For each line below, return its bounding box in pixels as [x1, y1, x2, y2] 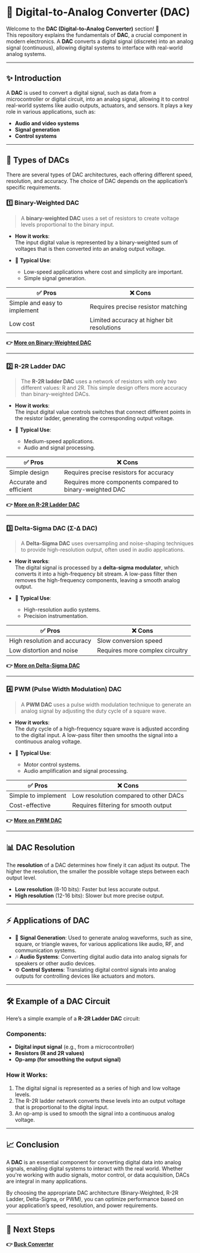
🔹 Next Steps [6, 1224, 55, 1235]
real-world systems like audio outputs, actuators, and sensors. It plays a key [6, 101, 193, 109]
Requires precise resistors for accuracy [64, 468, 174, 477]
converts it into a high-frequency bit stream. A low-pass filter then [14, 570, 177, 577]
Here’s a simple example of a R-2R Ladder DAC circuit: [6, 1015, 140, 1022]
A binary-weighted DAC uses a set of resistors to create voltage [20, 214, 180, 222]
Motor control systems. [23, 761, 81, 768]
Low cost [9, 319, 35, 328]
